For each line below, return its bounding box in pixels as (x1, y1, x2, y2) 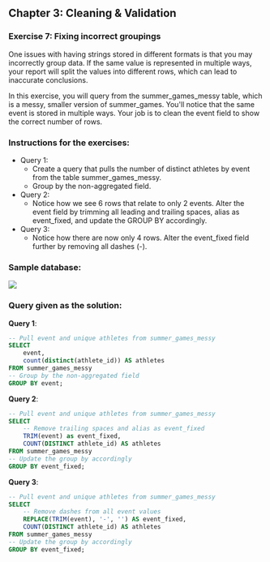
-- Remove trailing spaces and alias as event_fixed (23, 425, 205, 433)
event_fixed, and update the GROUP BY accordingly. (32, 215, 208, 225)
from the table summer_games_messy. (32, 172, 162, 182)
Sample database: (8, 261, 82, 272)
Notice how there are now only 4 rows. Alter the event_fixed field (32, 233, 250, 242)
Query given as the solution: (8, 300, 122, 311)
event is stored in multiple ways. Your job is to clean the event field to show (8, 108, 260, 118)
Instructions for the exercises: (8, 137, 130, 148)
